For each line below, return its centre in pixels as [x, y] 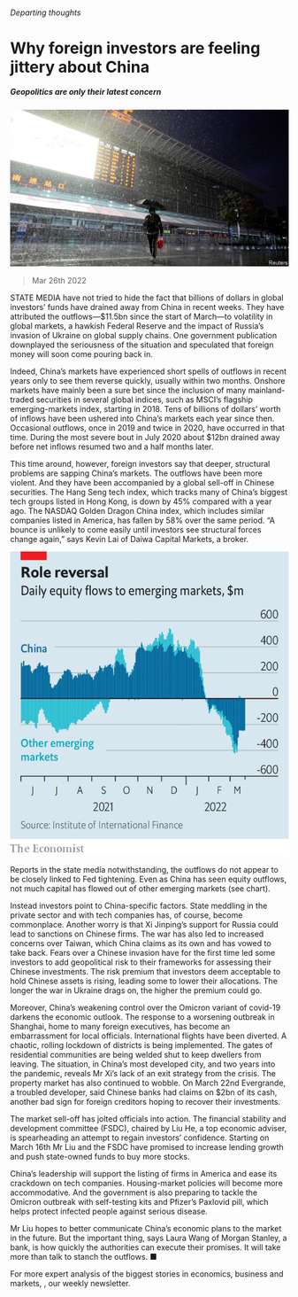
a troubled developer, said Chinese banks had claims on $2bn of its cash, [144, 1092]
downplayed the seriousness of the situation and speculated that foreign [142, 345]
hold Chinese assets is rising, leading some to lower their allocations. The [144, 981]
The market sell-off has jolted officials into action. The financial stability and [148, 1119]
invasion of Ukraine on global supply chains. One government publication [144, 336]
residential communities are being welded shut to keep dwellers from [136, 1055]
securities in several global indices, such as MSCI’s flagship [144, 400]
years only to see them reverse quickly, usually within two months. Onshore [148, 381]
